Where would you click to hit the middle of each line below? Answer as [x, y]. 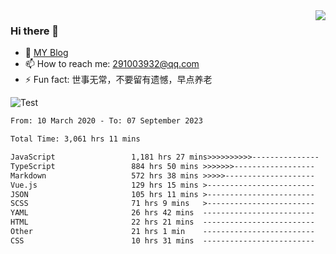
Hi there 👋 [35, 31]
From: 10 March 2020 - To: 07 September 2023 [106, 121]
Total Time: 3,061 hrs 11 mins [75, 139]
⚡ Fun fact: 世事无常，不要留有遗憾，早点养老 [118, 80]
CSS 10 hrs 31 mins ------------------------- [162, 240]
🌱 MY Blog [46, 53]
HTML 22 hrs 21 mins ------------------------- [162, 222]
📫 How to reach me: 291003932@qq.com [112, 64]
